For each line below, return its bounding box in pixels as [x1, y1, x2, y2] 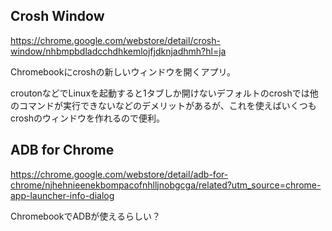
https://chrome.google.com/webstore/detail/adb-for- [10, 168, 229, 180]
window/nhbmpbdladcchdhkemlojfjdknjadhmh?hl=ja [10, 45, 227, 57]
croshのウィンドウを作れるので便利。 [10, 112, 166, 124]
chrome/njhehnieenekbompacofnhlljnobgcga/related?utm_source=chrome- [10, 179, 322, 191]
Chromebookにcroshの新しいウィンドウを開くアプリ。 [10, 65, 236, 78]
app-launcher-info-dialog [10, 189, 115, 201]
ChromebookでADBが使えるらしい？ [10, 210, 161, 222]
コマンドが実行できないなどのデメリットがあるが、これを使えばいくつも [18, 99, 317, 111]
